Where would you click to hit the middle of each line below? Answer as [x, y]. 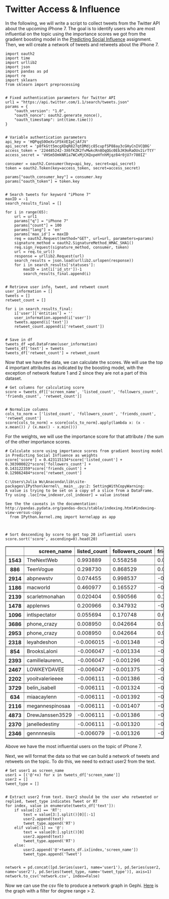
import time [18, 58]
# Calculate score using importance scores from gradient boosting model [84, 451]
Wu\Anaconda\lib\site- [63, 482]
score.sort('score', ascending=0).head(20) [52, 539]
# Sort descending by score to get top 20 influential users [71, 534]
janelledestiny [43, 724]
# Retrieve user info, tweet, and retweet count [57, 287]
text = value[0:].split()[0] [54, 832]
